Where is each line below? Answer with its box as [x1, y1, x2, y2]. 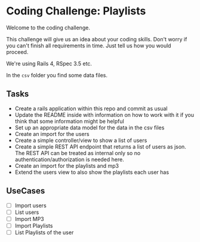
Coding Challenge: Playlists [6, 4, 146, 18]
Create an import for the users [14, 130, 90, 137]
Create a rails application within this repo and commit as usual [14, 105, 168, 112]
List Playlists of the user [14, 229, 74, 236]
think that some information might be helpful [14, 117, 124, 125]
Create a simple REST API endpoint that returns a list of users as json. [14, 143, 186, 150]
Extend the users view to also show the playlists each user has [14, 168, 169, 176]
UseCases [6, 186, 45, 196]
